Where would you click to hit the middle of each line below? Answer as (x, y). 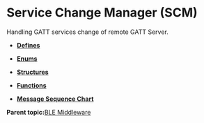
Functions (31, 85)
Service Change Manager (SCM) (102, 13)
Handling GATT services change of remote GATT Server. (87, 32)
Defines (28, 45)
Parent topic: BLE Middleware (49, 112)
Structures (33, 72)
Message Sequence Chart (55, 99)
